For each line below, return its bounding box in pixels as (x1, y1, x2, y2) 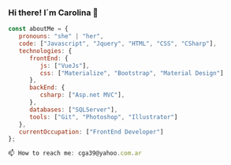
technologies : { (18, 47, 73, 54)
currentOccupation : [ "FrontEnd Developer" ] (18, 128, 164, 136)
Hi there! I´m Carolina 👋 (8, 7, 99, 18)
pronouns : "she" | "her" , (18, 32, 104, 40)
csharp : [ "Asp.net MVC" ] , (39, 91, 125, 99)
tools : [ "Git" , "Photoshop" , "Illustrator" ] (28, 113, 178, 121)
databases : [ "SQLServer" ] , (28, 106, 118, 114)
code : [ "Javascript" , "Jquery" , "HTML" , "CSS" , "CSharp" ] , (18, 39, 217, 48)
